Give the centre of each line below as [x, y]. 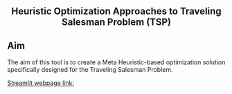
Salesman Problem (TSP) [116, 22]
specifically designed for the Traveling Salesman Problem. [90, 70]
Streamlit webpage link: [41, 83]
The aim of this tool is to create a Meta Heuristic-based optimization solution [116, 62]
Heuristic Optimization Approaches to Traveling [116, 11]
